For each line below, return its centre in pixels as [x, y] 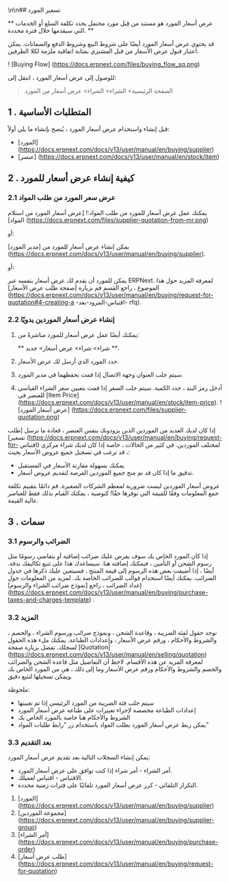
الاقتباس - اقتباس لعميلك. [50, 778]
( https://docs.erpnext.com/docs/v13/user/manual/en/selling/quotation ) [107, 654]
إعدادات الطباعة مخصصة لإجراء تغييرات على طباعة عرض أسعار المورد [107, 710]
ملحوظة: [19, 689]
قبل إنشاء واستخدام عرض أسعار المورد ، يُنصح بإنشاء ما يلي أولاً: [89, 129]
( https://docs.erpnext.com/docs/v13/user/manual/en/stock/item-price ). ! [120, 402]
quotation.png [37, 416]
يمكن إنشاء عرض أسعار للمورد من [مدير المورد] [69, 247]
